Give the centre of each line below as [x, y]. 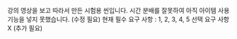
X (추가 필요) [25, 28]
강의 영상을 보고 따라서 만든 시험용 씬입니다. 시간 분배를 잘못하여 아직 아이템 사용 [118, 10]
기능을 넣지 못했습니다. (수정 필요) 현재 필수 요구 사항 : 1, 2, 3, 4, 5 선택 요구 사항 [118, 19]
